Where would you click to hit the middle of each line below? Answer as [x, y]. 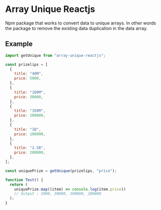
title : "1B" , [28, 129]
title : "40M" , [29, 74]
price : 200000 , [30, 153]
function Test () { [24, 180]
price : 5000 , [28, 78]
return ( [19, 185]
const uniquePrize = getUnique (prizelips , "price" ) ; [61, 171]
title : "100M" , [30, 92]
